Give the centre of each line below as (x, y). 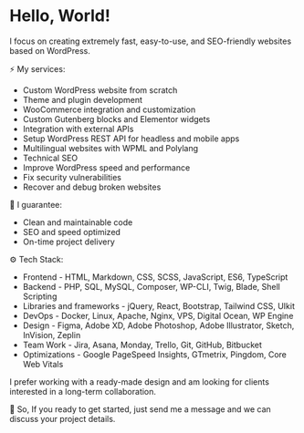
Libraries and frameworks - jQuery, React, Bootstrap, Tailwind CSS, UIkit (158, 305)
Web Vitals (43, 364)
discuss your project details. (63, 418)
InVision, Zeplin (52, 335)
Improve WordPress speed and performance (106, 167)
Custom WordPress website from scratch (100, 90)
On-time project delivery (69, 242)
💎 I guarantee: (36, 204)
